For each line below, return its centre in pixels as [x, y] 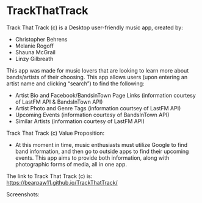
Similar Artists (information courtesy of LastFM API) [80, 121]
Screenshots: [23, 194]
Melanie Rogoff [34, 46]
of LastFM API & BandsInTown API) [59, 102]
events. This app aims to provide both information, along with [92, 158]
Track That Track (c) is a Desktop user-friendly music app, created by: [95, 27]
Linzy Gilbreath [34, 59]
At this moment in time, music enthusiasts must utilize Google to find [101, 144]
